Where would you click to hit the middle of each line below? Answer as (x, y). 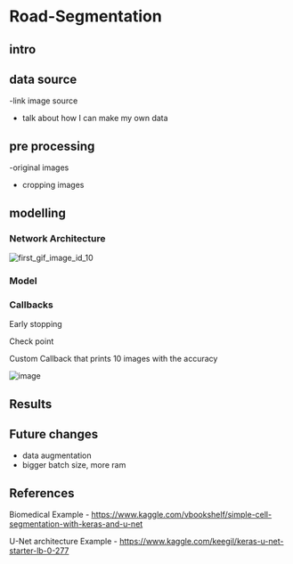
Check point (32, 341)
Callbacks (31, 305)
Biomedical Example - (49, 515)
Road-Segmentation (85, 16)
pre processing (52, 146)
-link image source (44, 101)
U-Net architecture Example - (63, 542)
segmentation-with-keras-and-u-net (76, 524)
